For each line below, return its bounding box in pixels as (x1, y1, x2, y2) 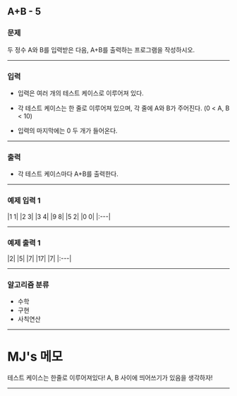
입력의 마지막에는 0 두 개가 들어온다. (17, 126, 118, 135)
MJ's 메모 (7, 349, 63, 365)
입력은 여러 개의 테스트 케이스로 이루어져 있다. (17, 88, 145, 97)
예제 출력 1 (7, 238, 41, 248)
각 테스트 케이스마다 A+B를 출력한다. (17, 169, 119, 179)
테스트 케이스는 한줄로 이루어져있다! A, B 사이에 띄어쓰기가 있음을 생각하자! (7, 373, 213, 382)
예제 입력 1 (7, 196, 41, 205)
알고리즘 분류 (7, 280, 49, 289)
